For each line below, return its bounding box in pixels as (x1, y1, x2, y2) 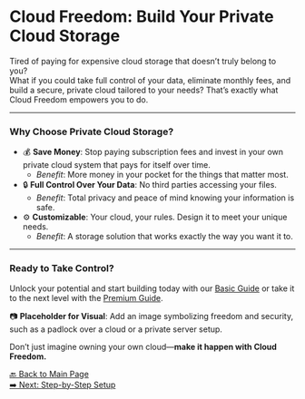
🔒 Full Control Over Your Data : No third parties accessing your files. (22, 180, 277, 190)
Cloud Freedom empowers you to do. (9, 93, 149, 105)
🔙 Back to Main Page (9, 368, 89, 379)
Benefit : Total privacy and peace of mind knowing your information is (35, 192, 295, 203)
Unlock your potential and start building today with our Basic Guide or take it (9, 283, 295, 294)
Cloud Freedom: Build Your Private (9, 6, 274, 27)
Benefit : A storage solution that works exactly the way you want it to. (35, 231, 293, 242)
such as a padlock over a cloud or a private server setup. (9, 324, 222, 335)
